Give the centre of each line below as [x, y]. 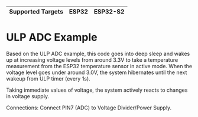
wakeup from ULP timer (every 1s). [48, 78]
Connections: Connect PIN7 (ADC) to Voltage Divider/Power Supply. [89, 108]
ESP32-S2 [109, 11]
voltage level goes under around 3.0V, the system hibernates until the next [97, 72]
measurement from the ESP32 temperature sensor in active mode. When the [99, 66]
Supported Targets [36, 11]
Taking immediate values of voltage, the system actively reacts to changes [97, 90]
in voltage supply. [27, 96]
